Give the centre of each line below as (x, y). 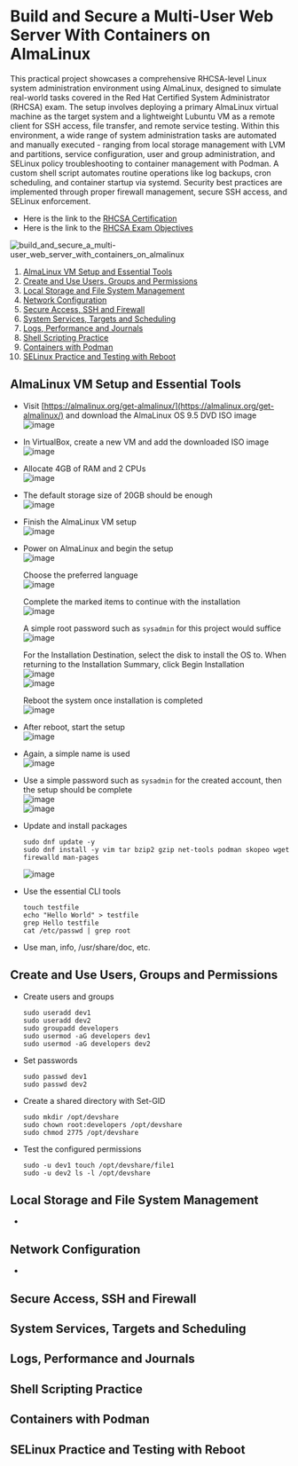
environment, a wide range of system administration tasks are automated (144, 135)
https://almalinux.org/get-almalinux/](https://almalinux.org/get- (159, 406)
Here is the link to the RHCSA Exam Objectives (108, 227)
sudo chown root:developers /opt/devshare (102, 1124)
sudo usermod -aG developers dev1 (86, 1036)
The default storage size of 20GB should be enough (118, 495)
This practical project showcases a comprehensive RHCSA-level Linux (138, 78)
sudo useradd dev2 (57, 1021)
